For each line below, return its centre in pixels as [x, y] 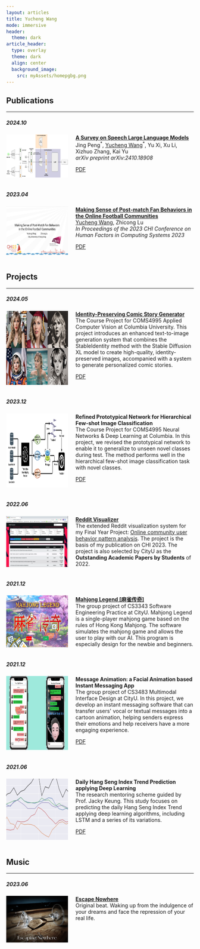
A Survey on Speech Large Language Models [132, 138]
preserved [88, 358]
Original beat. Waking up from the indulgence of [134, 905]
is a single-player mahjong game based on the [132, 619]
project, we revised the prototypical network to [133, 442]
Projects [22, 277]
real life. [85, 918]
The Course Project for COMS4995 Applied [129, 320]
